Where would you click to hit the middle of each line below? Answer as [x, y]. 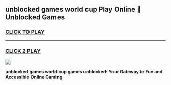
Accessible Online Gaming [34, 77]
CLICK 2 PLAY [23, 51]
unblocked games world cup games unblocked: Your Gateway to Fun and [84, 71]
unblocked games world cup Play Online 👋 [73, 9]
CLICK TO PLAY [25, 32]
